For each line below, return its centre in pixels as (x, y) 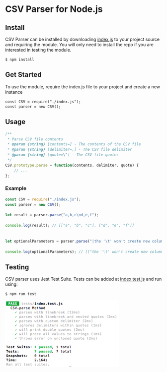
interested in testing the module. (38, 50)
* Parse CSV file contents (35, 139)
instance (14, 92)
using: (11, 284)
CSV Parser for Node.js (54, 9)
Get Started (23, 75)
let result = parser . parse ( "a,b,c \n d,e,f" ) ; (52, 215)
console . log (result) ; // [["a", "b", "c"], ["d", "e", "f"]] (70, 226)
